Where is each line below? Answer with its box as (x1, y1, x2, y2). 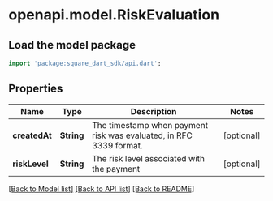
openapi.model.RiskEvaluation (8, 6, 220, 24)
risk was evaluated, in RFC (92, 130, 193, 141)
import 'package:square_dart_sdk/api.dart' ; (8, 59, 162, 67)
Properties (8, 82, 63, 96)
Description (130, 105, 177, 117)
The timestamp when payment (92, 119, 209, 130)
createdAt (12, 130, 53, 141)
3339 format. (92, 139, 144, 151)
